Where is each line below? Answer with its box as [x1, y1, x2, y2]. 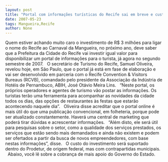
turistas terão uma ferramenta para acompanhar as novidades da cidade [5, 93, 154, 99]
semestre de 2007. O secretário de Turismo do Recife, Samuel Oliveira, [5, 61, 153, 67]
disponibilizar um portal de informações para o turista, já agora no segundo [5, 55, 161, 61]
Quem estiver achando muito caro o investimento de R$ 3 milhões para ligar [5, 39, 161, 45]
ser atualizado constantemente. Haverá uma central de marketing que [5, 114, 149, 120]
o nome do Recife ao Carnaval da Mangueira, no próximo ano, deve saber [5, 45, 157, 51]
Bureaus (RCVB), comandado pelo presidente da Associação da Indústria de [5, 77, 162, 83]
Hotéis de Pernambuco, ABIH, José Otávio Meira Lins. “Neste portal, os [5, 82, 155, 88]
